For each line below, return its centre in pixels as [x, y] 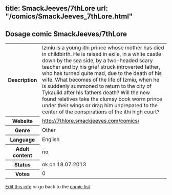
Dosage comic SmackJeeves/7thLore [66, 34]
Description [23, 80]
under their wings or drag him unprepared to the [100, 106]
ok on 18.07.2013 [64, 164]
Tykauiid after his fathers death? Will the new [96, 93]
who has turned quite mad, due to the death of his [102, 73]
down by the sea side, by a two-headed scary [97, 61]
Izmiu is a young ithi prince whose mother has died [103, 48]
